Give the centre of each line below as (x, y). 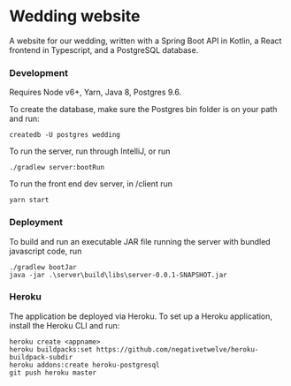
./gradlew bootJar (43, 267)
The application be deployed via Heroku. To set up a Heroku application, (141, 316)
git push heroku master (53, 373)
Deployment (36, 223)
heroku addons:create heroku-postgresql (85, 365)
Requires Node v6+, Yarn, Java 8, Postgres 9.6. (96, 92)
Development (39, 72)
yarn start (29, 201)
